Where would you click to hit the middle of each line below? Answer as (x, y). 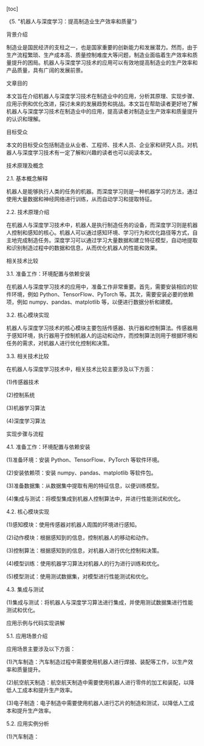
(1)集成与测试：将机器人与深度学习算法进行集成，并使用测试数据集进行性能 (100, 602)
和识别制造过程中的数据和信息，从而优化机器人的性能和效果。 (83, 248)
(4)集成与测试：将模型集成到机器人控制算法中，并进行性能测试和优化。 (95, 499)
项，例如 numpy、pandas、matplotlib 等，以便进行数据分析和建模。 (91, 302)
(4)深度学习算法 (26, 421)
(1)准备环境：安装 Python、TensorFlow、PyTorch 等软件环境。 (84, 460)
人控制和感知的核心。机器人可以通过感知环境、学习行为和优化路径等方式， (99, 232)
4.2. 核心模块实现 (28, 511)
